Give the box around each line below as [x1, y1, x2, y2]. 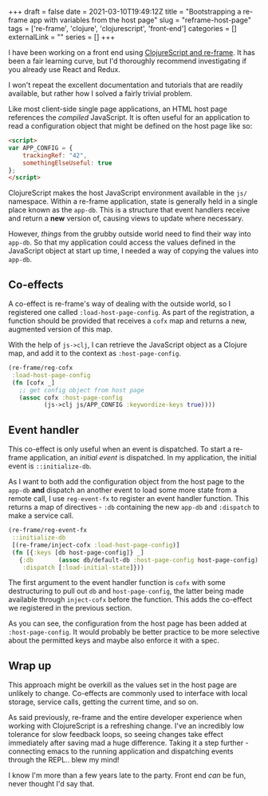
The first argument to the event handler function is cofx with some [8, 578, 226, 587]
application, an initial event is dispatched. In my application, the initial [29, 453, 257, 463]
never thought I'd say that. [8, 779, 95, 789]
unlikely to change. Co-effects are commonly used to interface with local [8, 689, 248, 698]
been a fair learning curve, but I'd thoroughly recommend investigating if [8, 56, 247, 66]
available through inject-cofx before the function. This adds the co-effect [8, 595, 253, 604]
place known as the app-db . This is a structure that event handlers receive [8, 205, 250, 215]
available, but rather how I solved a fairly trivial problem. [8, 89, 193, 98]
